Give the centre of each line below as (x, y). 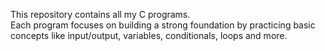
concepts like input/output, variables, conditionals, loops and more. (149, 35)
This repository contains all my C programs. (100, 14)
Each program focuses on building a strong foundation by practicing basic (163, 25)
